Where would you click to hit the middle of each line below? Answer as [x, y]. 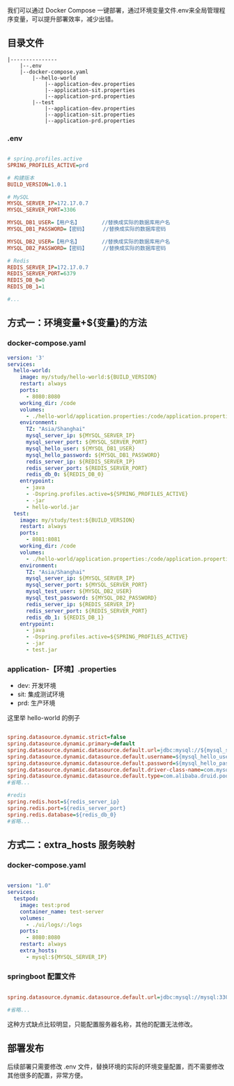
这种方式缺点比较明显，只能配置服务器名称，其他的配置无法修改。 [102, 1024]
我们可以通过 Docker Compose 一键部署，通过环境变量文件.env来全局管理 [113, 10]
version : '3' [26, 358]
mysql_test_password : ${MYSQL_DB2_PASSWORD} [91, 598]
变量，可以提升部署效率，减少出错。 [65, 19]
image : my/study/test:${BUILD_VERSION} [78, 520]
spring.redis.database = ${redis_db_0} [62, 815]
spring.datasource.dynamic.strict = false [67, 738]
